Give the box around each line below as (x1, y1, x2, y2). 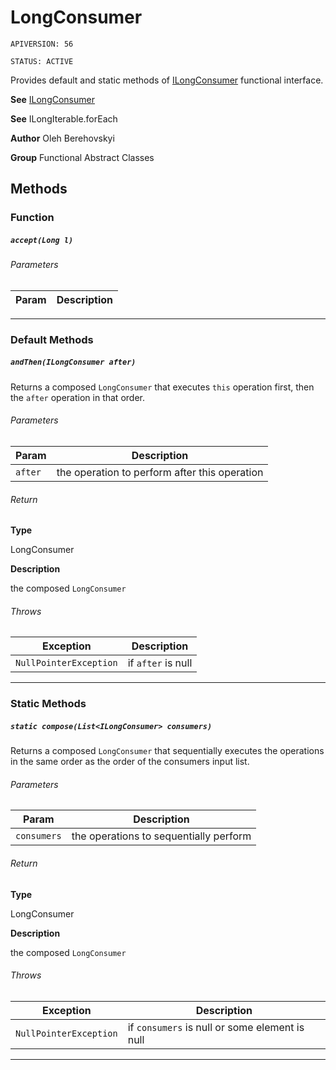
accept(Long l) (10, 235, 74, 245)
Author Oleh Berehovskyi (10, 132, 115, 144)
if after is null (127, 656, 193, 670)
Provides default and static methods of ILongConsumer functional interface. (10, 74, 324, 86)
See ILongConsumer (10, 93, 95, 105)
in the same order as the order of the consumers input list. (10, 756, 250, 768)
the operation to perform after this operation (56, 465, 264, 479)
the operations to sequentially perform (71, 829, 252, 843)
